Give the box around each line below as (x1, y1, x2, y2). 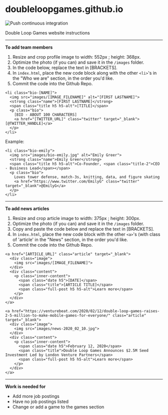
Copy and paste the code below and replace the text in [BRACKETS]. (12, 226, 154, 232)
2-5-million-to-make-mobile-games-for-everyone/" (5, 313, 111, 318)
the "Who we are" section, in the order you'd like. (12, 75, 114, 81)
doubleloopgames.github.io (5, 4, 123, 15)
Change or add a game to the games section (12, 403, 104, 409)
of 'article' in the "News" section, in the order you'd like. (12, 237, 128, 243)
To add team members (5, 44, 53, 50)
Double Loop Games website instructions (5, 30, 90, 36)
